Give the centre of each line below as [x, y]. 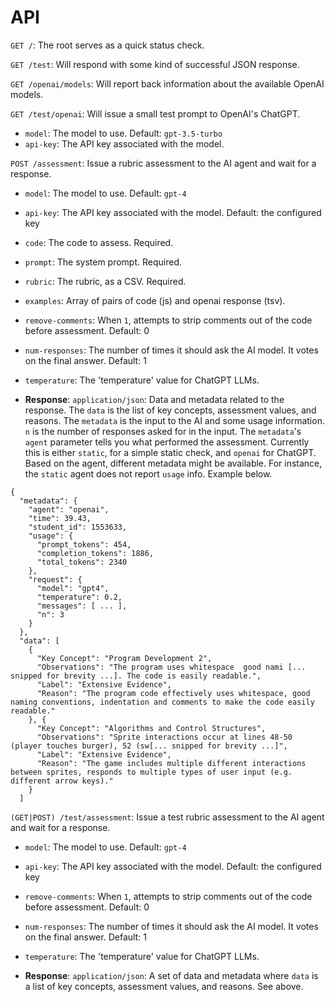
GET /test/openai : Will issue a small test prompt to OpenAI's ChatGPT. [155, 113]
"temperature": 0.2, [79, 597]
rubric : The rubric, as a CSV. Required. [105, 281]
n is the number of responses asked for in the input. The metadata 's [163, 431]
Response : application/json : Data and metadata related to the [154, 399]
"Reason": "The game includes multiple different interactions [171, 763]
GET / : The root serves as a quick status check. [107, 45]
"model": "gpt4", [73, 588]
